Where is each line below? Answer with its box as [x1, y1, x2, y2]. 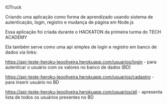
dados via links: [5, 49, 38, 55]
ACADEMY [5, 34, 28, 40]
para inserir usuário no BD [5, 79, 59, 85]
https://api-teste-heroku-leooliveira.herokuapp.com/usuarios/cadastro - [5, 74, 154, 79]
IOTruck [5, 4, 22, 10]
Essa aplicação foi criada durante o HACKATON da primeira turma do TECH [5, 29, 161, 34]
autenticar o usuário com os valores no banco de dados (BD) [5, 64, 131, 70]
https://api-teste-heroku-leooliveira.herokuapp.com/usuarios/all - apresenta [5, 89, 162, 94]
